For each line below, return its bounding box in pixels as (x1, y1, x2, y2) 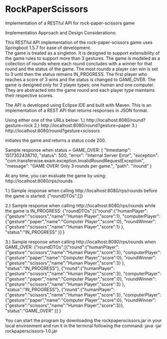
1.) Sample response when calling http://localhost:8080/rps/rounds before (5, 187, 158, 193)
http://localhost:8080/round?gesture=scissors (5, 127, 100, 133)
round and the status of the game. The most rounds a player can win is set (5, 66, 158, 72)
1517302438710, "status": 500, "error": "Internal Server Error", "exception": (5, 152, 159, 158)
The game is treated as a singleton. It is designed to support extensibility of (5, 50, 160, 56)
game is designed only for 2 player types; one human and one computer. (5, 81, 155, 88)
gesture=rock (5, 122, 33, 128)
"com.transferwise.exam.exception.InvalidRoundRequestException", (5, 157, 145, 163)
